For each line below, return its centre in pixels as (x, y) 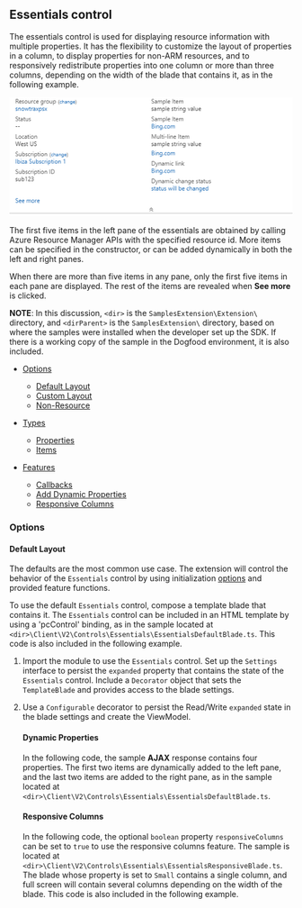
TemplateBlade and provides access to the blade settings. (128, 690)
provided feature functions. (60, 588)
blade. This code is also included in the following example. (130, 894)
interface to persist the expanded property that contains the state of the (153, 671)
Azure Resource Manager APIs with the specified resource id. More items (145, 240)
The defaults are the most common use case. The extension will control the (149, 569)
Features (39, 468)
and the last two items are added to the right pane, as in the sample (147, 776)
